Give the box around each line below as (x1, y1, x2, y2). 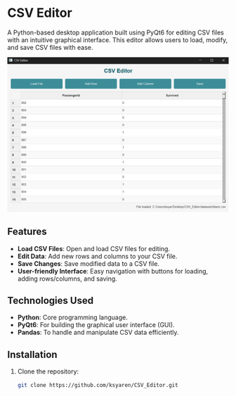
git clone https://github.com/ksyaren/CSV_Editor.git (17, 382, 178, 389)
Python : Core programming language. (17, 313, 128, 321)
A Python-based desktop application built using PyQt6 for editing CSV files (7, 28, 225, 37)
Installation (7, 348, 58, 360)
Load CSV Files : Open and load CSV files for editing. (17, 244, 171, 253)
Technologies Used (7, 295, 93, 307)
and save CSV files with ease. (7, 43, 93, 51)
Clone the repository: (17, 367, 79, 376)
